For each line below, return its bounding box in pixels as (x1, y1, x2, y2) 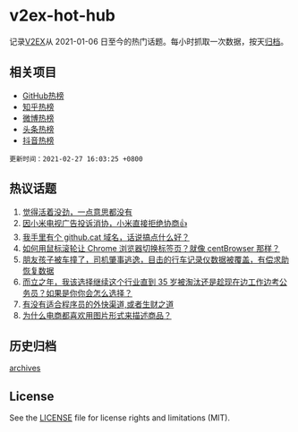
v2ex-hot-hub (9, 5, 116, 26)
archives (9, 363, 41, 374)
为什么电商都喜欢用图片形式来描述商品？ (21, 309, 172, 320)
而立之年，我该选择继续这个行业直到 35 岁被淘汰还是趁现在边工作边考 (21, 276, 280, 287)
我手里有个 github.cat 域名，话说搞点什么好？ (21, 232, 190, 242)
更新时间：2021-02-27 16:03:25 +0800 (9, 154, 143, 164)
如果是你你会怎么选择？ (46, 287, 132, 298)
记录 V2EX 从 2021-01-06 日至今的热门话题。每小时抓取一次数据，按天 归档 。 (9, 36, 289, 47)
